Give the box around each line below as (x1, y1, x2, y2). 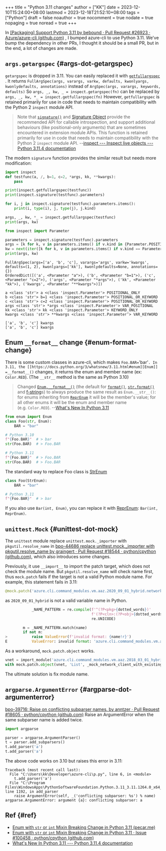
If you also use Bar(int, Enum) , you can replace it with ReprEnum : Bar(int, (5, 505, 158, 511)
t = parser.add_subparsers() (5, 740, 65, 745)
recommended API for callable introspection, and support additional (17, 119, 156, 125)
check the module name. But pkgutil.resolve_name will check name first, (5, 569, 154, 575)
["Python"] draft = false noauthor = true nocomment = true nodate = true (5, 15, 154, 20)
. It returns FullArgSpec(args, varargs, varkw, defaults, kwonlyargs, (5, 78, 149, 84)
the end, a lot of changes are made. (5, 45, 78, 51)
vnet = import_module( (5, 658, 52, 663)
